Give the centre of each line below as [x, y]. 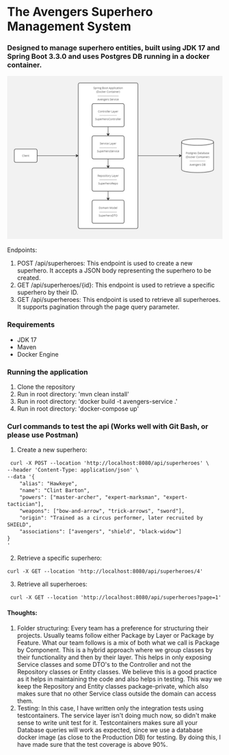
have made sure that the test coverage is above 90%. [92, 744]
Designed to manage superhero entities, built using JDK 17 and [113, 48]
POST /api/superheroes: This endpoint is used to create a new [105, 264]
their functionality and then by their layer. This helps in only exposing [114, 657]
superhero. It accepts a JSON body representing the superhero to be [114, 270]
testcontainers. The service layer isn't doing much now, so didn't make [117, 715]
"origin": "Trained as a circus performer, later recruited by [111, 518]
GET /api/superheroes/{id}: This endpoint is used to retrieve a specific [116, 285]
